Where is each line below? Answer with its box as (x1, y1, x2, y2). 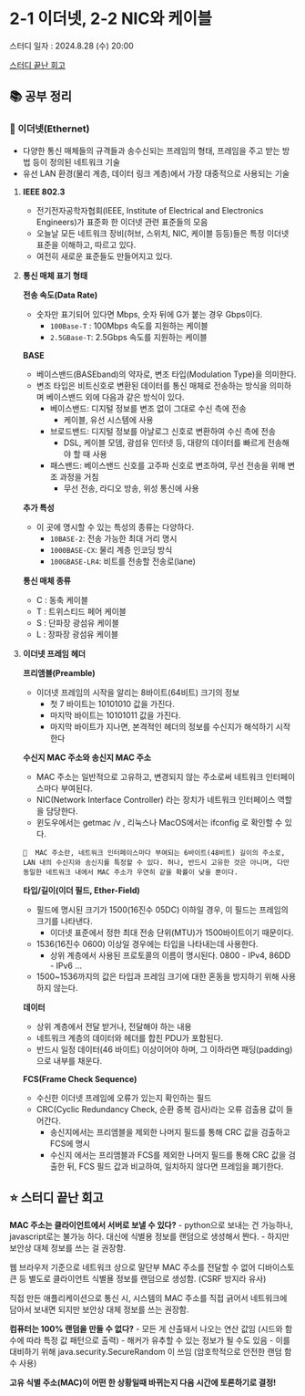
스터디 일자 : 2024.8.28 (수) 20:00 (9, 40, 134, 51)
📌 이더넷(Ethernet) (9, 122, 90, 135)
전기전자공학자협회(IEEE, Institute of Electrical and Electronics (36, 204, 264, 215)
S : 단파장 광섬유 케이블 (36, 617, 120, 628)
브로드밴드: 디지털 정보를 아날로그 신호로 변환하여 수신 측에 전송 (49, 425, 276, 436)
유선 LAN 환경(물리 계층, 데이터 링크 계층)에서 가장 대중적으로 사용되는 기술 (22, 168, 290, 179)
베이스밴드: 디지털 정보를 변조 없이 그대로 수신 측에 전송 (49, 402, 248, 413)
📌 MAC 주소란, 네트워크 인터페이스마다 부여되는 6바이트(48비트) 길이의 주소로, (22, 848, 286, 858)
